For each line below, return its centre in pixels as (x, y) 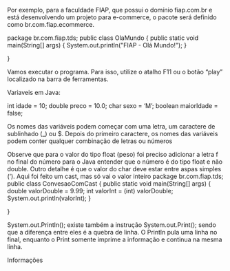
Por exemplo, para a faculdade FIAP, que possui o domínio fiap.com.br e (110, 10)
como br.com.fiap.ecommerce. (51, 24)
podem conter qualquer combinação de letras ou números (90, 141)
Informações (25, 260)
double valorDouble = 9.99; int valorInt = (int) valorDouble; (90, 191)
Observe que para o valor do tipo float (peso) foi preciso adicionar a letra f (113, 154)
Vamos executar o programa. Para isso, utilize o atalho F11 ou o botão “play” (115, 72)
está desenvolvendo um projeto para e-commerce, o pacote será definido (112, 17)
